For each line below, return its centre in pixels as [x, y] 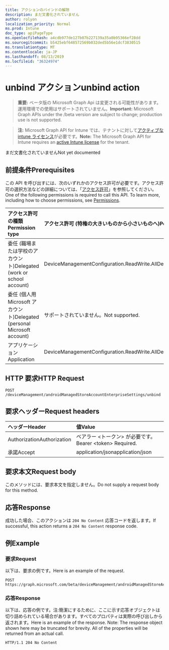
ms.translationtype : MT [30, 47]
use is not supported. [39, 120]
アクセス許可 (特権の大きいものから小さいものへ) [102, 223]
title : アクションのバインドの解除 [37, 10]
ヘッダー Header [27, 427]
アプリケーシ [23, 345]
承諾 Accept [21, 452]
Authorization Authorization [39, 439]
